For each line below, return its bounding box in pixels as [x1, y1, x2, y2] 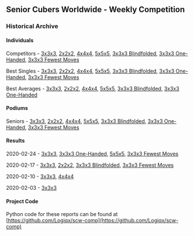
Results [6, 137, 25, 144]
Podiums [6, 105, 28, 112]
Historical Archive [6, 22, 58, 30]
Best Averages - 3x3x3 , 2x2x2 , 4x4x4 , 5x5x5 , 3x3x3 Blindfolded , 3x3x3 [6, 85, 179, 92]
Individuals [6, 36, 34, 43]
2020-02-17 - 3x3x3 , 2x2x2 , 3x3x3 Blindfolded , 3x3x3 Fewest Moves [6, 161, 174, 169]
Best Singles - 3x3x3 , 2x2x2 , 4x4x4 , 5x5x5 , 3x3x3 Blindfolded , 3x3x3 [6, 67, 175, 74]
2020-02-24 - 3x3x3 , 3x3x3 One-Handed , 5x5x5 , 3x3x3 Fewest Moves [6, 150, 179, 157]
